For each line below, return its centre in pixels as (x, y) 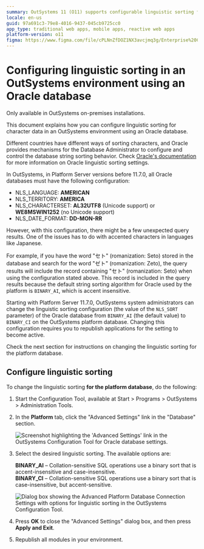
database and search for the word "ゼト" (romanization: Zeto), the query (97, 263)
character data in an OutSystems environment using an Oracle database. (97, 131)
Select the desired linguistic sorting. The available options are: (93, 453)
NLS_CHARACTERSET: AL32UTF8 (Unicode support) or (85, 205)
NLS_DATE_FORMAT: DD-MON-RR (59, 218)
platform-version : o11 (35, 35)
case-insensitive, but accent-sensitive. (63, 484)
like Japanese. (24, 243)
